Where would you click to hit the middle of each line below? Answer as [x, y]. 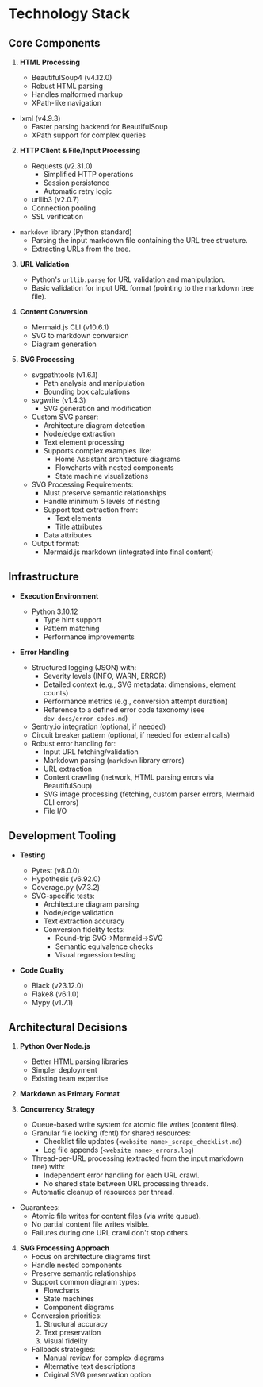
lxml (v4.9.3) [40, 118]
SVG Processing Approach [64, 1248]
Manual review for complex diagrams [104, 1358]
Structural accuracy [76, 1324]
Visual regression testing [95, 954]
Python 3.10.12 [55, 611]
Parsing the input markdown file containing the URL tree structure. [139, 240]
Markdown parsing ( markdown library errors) [114, 760]
